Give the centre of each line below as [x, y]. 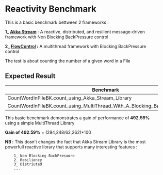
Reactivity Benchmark [51, 9]
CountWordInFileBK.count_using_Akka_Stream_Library [70, 98]
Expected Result [30, 76]
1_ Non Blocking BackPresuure [44, 156]
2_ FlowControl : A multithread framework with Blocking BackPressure [76, 46]
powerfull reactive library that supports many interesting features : [71, 147]
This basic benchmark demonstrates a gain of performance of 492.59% [77, 118]
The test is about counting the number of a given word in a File [68, 61]
